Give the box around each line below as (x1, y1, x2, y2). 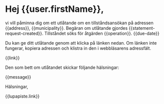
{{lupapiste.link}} (5, 93, 40, 99)
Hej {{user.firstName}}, (5, 3, 104, 15)
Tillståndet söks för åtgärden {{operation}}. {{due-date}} (44, 30, 160, 36)
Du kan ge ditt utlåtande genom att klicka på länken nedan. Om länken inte (5, 40, 157, 46)
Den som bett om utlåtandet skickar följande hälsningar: (5, 64, 119, 70)
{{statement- (128, 25, 155, 31)
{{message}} (5, 74, 31, 80)
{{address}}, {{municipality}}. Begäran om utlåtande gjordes (5, 25, 128, 31)
